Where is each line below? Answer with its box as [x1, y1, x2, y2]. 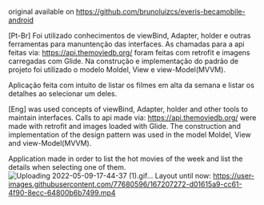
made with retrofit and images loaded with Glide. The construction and [8, 122, 242, 131]
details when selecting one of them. [8, 163, 126, 171]
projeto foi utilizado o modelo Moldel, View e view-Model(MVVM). [8, 65, 226, 74]
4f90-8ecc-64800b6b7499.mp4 [8, 188, 116, 197]
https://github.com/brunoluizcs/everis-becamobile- [75, 7, 246, 16]
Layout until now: [154, 171, 212, 180]
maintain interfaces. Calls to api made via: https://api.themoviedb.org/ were [8, 113, 257, 123]
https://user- [213, 171, 254, 180]
